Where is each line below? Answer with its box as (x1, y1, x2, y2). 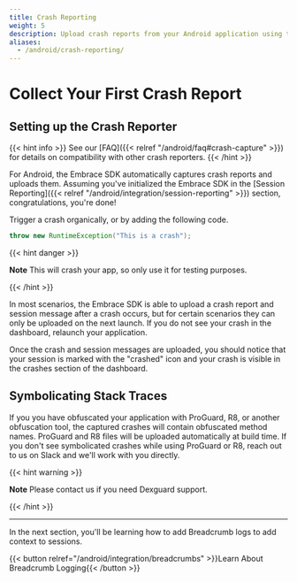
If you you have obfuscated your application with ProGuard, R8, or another (9, 412, 280, 423)
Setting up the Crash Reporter (9, 119, 178, 134)
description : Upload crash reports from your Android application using (9, 29, 283, 38)
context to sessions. (9, 536, 82, 547)
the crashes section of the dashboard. (9, 364, 148, 373)
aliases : (9, 37, 42, 47)
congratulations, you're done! (9, 197, 117, 208)
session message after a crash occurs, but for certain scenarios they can (9, 309, 276, 318)
